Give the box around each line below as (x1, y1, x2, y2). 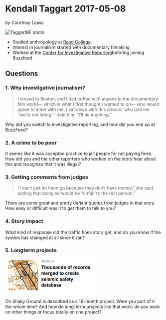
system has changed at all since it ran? (5, 234, 85, 240)
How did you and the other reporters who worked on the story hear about (5, 155, 156, 161)
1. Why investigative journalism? (5, 84, 86, 91)
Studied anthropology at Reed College (12, 38, 91, 45)
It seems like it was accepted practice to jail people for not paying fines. (5, 150, 153, 156)
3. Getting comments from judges (5, 173, 88, 180)
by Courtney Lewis (5, 19, 44, 25)
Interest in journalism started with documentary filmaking (12, 44, 130, 50)
